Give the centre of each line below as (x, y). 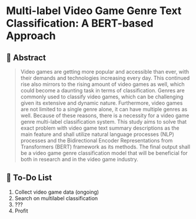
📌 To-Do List (29, 178)
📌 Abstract (26, 57)
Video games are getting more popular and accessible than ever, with (105, 72)
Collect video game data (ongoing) (57, 192)
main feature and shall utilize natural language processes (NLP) (97, 134)
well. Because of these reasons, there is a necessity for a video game (105, 115)
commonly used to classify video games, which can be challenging (102, 97)
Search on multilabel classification (56, 198)
